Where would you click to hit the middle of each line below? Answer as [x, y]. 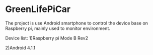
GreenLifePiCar [38, 9]
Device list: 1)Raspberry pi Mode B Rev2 [47, 38]
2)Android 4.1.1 [20, 47]
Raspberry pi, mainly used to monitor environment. [58, 28]
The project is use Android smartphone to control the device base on [77, 23]
